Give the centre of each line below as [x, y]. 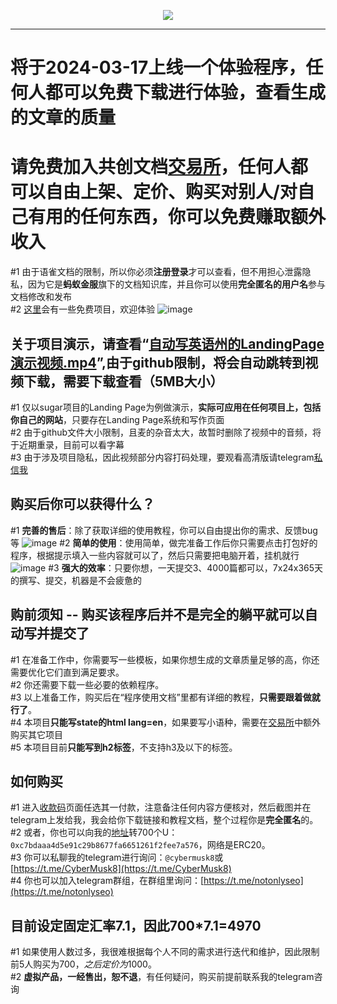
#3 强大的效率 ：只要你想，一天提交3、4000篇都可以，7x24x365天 [186, 567]
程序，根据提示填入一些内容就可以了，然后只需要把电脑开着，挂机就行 [155, 555]
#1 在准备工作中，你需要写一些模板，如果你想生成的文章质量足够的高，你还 [165, 659]
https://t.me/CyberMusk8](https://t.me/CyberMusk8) [122, 869]
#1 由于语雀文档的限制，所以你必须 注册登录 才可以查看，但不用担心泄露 [156, 272]
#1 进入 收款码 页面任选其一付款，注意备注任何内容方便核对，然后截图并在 [161, 807]
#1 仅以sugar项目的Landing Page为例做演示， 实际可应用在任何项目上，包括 [166, 407]
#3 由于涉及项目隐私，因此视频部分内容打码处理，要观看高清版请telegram [162, 457]
